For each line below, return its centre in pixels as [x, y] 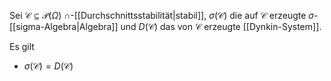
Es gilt [22, 46]
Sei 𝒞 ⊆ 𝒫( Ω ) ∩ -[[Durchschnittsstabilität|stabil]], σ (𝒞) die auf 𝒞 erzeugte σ [162, 15]
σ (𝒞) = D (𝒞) [48, 66]
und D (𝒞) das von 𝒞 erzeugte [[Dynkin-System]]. [221, 26]
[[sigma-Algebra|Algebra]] [64, 26]
